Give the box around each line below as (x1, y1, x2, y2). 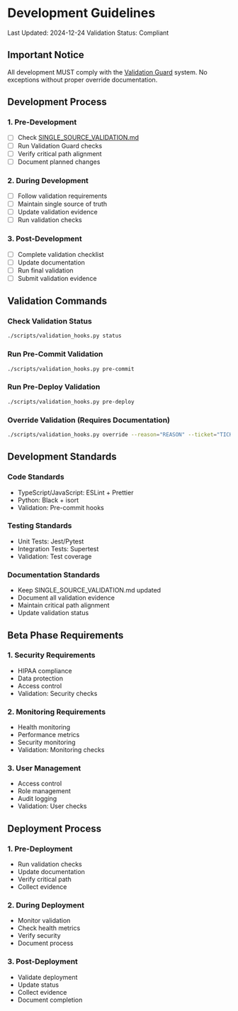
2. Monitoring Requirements (7, 707, 106, 717)
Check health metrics (17, 924, 81, 932)
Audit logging (17, 795, 57, 803)
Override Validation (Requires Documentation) (7, 415, 171, 425)
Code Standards (7, 472, 65, 482)
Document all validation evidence (17, 594, 115, 602)
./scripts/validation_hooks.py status (7, 332, 122, 340)
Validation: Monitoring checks (17, 746, 105, 754)
